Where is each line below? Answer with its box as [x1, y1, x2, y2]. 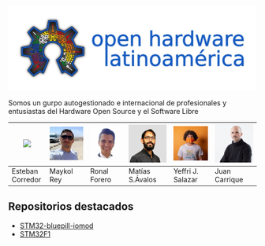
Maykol [49, 167, 73, 176]
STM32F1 [19, 229, 51, 238]
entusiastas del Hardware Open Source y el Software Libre [8, 106, 199, 116]
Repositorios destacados [8, 200, 134, 214]
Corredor [11, 175, 42, 185]
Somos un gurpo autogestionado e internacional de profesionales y [8, 97, 227, 108]
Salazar [173, 175, 199, 185]
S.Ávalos [129, 175, 157, 185]
